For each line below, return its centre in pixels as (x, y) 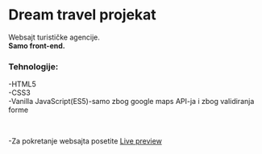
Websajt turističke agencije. (54, 37)
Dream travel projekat (83, 15)
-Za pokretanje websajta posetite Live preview (85, 141)
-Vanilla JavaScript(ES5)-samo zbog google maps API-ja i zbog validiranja (131, 102)
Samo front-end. (37, 45)
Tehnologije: (33, 66)
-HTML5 (22, 84)
